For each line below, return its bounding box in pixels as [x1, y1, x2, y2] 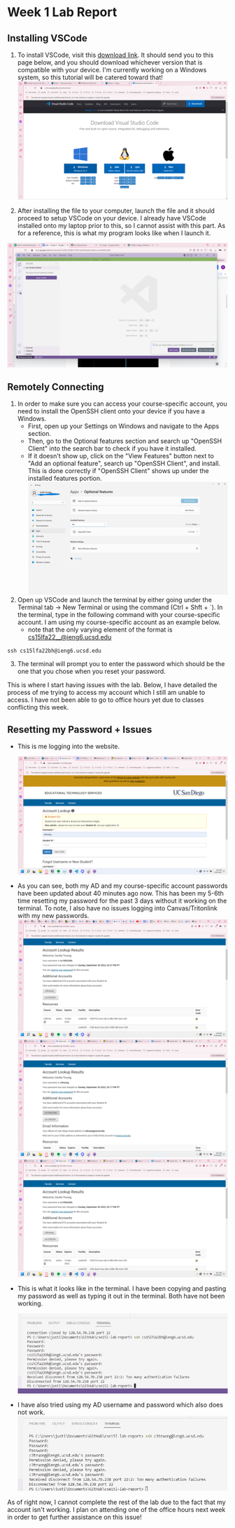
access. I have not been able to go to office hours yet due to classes [7, 696, 204, 704]
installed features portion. [27, 474, 103, 483]
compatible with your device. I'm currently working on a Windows [17, 66, 207, 74]
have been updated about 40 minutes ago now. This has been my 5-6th [17, 889, 224, 898]
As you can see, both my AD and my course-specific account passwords [17, 882, 228, 890]
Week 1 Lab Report [7, 4, 117, 20]
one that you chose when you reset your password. [17, 667, 166, 676]
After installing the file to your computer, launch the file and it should [17, 206, 215, 215]
